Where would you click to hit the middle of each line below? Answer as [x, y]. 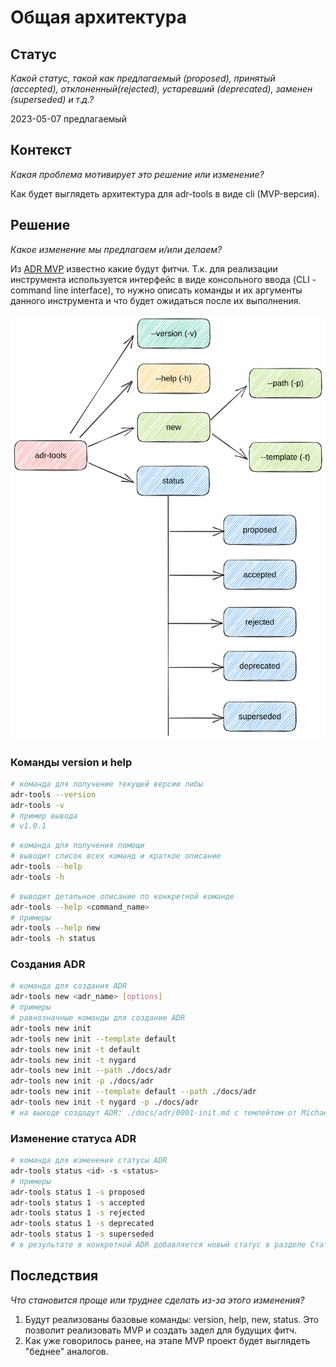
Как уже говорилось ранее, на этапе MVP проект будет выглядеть [167, 1340]
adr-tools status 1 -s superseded [82, 1234]
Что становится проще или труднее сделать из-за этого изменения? [157, 1300]
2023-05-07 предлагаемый [68, 119]
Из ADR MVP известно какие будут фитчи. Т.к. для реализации [144, 268]
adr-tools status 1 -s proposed [77, 1192]
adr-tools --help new [55, 928]
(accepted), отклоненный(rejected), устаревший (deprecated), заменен [161, 89]
